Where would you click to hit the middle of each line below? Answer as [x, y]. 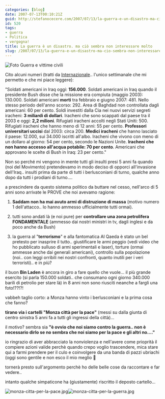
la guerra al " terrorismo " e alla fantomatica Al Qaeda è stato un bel [80, 236]
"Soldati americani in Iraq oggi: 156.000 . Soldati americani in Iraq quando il [81, 89]
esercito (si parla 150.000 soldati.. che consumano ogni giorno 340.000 [77, 277]
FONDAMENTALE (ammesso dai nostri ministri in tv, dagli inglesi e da [82, 222]
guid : [11, 19]
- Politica [16, 37]
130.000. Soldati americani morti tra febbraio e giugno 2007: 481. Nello [77, 100]
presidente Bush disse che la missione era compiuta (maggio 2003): [74, 95]
